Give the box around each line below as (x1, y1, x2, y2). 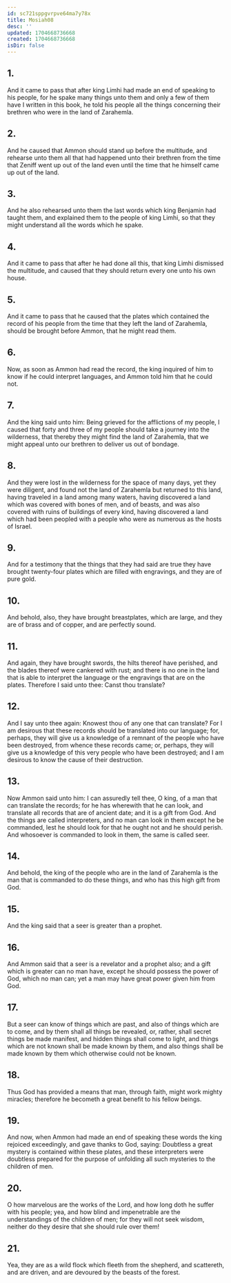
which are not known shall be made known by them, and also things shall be (7, 1042, 224, 1050)
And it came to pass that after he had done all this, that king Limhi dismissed (7, 259, 224, 267)
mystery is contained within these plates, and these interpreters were (7, 1148, 204, 1156)
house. (7, 274, 27, 283)
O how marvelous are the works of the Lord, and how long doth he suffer (7, 1200, 214, 1209)
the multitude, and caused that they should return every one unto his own (7, 267, 216, 275)
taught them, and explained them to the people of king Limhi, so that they (7, 214, 216, 222)
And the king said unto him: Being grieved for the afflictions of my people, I (7, 418, 220, 426)
